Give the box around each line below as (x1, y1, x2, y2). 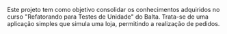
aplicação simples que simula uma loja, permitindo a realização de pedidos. (7, 20, 220, 27)
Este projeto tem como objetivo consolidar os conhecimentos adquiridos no (7, 6, 220, 13)
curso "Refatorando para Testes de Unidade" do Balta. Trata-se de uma (7, 13, 209, 21)
